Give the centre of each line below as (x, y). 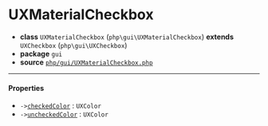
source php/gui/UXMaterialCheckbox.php (86, 62)
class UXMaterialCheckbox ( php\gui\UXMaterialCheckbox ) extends (126, 37)
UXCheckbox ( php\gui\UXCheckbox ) (73, 45)
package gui (41, 53)
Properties (26, 88)
